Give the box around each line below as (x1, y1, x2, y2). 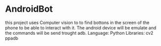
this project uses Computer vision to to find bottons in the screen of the (5, 20, 150, 25)
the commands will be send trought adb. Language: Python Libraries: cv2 (5, 30, 154, 36)
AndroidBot (5, 3, 53, 15)
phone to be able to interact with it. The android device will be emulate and (5, 24, 156, 30)
